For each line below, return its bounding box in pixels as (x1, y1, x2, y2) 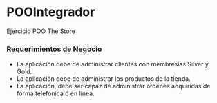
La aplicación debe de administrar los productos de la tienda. (16, 75, 191, 83)
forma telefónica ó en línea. (16, 89, 95, 97)
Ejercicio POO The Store (6, 27, 75, 35)
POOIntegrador (6, 4, 95, 20)
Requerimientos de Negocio (6, 44, 102, 54)
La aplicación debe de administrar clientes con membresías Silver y (16, 60, 209, 68)
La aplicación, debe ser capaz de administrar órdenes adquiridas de (16, 82, 211, 91)
